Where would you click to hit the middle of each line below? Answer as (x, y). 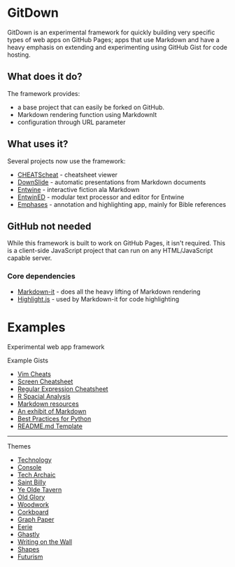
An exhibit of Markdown (52, 411)
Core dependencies (41, 276)
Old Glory (31, 497)
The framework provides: (44, 93)
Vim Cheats (34, 374)
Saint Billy (32, 482)
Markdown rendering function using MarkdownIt (87, 114)
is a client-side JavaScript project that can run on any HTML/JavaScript (110, 251)
